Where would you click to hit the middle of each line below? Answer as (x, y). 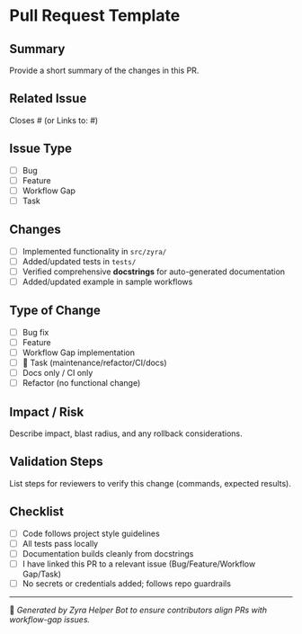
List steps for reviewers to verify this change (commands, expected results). (151, 483)
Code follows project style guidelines (91, 533)
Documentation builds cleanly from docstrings (108, 553)
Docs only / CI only (58, 373)
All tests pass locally (60, 543)
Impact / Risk (47, 411)
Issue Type (41, 149)
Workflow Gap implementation (78, 353)
